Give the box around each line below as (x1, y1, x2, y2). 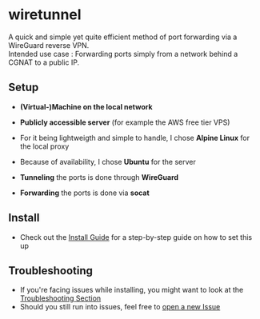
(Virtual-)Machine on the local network (19, 102, 154, 111)
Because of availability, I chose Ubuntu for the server (19, 157, 196, 166)
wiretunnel (8, 6, 82, 24)
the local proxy (19, 142, 70, 151)
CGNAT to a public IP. (8, 58, 80, 67)
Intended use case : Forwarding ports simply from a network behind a (8, 49, 238, 58)
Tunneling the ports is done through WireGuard (19, 172, 178, 181)
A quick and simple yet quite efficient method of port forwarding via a (8, 32, 238, 42)
